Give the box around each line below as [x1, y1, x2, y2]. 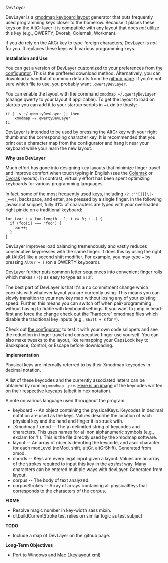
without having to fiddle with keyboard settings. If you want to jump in [5, 306, 150, 311]
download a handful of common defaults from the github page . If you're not [5, 76, 162, 81]
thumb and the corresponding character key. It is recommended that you [5, 134, 156, 140]
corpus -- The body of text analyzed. [12, 477, 90, 483]
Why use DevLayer [5, 155, 46, 161]
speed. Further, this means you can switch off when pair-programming [5, 300, 152, 306]
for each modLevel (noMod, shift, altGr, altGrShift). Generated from [12, 445, 152, 451]
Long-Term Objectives [5, 542, 53, 548]
